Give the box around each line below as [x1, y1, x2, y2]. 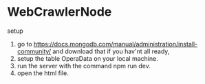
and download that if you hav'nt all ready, [52, 47, 170, 55]
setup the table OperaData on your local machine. [17, 54, 158, 62]
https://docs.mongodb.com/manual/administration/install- [33, 40, 198, 48]
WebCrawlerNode [7, 4, 112, 20]
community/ [17, 47, 52, 55]
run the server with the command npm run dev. [17, 61, 151, 70]
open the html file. [17, 69, 69, 77]
